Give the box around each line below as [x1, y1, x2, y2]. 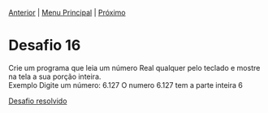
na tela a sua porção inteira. [8, 72, 102, 81]
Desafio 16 [8, 37, 81, 54]
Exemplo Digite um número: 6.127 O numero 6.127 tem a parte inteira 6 [8, 80, 244, 89]
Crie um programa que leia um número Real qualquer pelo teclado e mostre [8, 63, 261, 72]
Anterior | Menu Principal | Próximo [8, 8, 126, 17]
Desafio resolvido [8, 96, 67, 106]
